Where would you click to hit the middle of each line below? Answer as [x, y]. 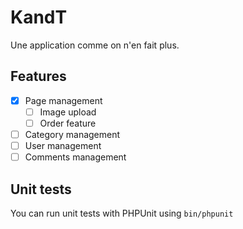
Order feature [68, 123]
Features [38, 76]
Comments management [75, 157]
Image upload [68, 112]
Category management [72, 134]
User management [63, 145]
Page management [63, 100]
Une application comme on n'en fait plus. [95, 45]
